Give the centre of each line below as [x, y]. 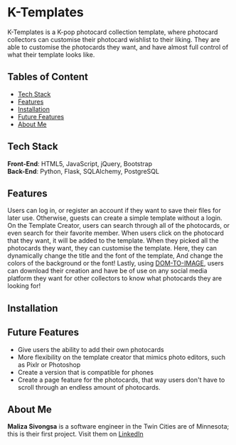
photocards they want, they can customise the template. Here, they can [112, 248]
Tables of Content [48, 77]
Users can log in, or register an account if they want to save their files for [114, 211]
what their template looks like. [51, 55]
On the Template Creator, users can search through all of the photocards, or [118, 226]
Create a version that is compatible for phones [86, 372]
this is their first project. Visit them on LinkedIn [75, 434]
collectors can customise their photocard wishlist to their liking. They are [114, 39]
